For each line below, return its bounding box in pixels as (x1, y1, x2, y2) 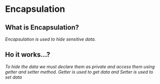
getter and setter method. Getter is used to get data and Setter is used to (5, 69, 154, 75)
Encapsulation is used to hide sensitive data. (5, 36, 96, 42)
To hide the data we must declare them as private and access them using (5, 63, 155, 70)
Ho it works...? (5, 50, 51, 59)
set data (5, 74, 22, 80)
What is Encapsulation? (5, 23, 79, 32)
